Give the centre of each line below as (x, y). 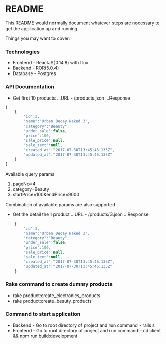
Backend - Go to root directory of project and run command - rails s (84, 325)
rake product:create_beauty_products (52, 301)
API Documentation (30, 87)
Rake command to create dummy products (59, 284)
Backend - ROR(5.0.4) (36, 68)
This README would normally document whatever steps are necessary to (82, 23)
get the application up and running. (42, 28)
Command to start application (43, 314)
